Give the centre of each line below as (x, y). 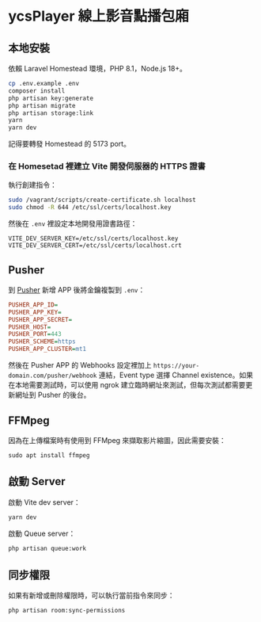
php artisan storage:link (51, 113)
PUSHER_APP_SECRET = (40, 319)
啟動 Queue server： (42, 533)
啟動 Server (37, 481)
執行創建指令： (32, 185)
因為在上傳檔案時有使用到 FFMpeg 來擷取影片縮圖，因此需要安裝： (117, 440)
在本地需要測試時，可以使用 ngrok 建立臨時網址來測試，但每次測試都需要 (127, 385)
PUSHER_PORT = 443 (35, 334)
